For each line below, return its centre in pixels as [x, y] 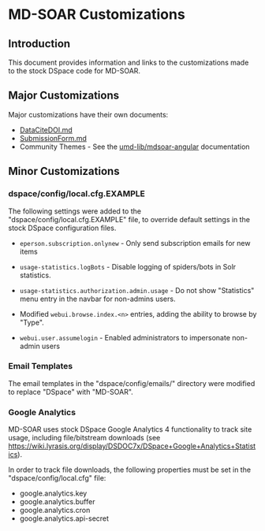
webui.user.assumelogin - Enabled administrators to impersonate [125, 337]
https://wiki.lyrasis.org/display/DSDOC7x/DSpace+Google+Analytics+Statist [132, 446]
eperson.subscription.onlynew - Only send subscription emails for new [135, 243]
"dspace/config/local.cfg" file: [57, 478]
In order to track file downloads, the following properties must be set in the [129, 470]
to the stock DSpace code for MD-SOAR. [74, 71]
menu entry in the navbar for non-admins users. [97, 299]
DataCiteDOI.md [46, 130]
